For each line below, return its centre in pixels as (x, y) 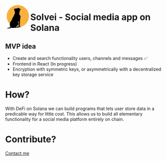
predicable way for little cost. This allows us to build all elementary (74, 113)
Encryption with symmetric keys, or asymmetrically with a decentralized (87, 69)
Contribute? (31, 139)
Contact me (17, 153)
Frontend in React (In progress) (45, 64)
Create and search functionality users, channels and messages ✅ (80, 58)
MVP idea (21, 46)
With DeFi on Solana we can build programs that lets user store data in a (80, 108)
